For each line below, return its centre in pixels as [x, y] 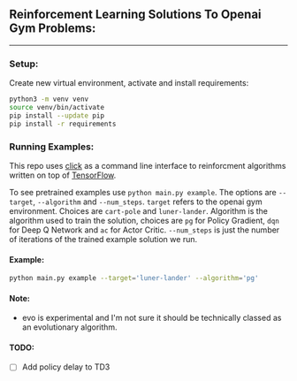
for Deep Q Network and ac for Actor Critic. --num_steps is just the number [145, 230]
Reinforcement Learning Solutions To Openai [136, 15]
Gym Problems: [53, 29]
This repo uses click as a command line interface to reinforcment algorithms [148, 165]
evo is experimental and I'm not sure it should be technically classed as [152, 318]
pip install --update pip [57, 115]
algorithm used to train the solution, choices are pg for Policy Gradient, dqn [145, 220]
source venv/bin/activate [57, 107]
